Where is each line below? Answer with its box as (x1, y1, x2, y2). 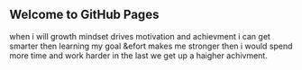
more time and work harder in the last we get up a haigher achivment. (9, 49, 268, 61)
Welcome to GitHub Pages (9, 7, 160, 22)
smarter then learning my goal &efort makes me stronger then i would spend (9, 40, 293, 51)
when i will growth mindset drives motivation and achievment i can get (9, 31, 270, 41)
